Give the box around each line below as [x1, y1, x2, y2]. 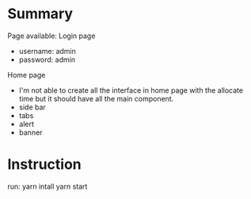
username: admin [18, 46, 77, 55]
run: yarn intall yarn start [7, 182, 88, 191]
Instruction [7, 155, 82, 174]
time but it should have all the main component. [18, 94, 174, 103]
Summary [7, 5, 73, 23]
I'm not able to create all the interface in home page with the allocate [18, 85, 243, 95]
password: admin [18, 55, 76, 64]
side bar [18, 102, 47, 112]
